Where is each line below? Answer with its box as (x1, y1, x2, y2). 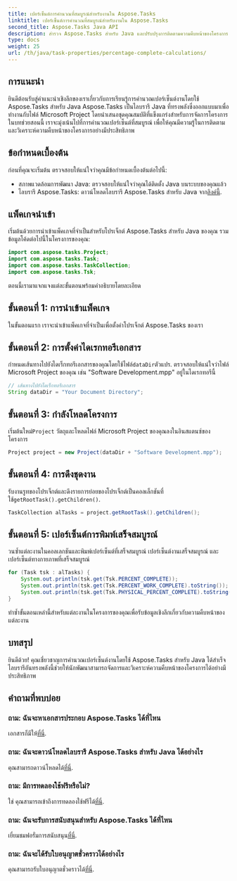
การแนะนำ (8, 75, 44, 88)
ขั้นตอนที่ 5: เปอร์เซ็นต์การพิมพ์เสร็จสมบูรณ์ (8, 528, 158, 540)
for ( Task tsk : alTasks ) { (8, 569, 91, 576)
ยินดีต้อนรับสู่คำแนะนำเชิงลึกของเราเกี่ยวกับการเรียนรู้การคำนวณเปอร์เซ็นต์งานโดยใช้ (8, 94, 200, 103)
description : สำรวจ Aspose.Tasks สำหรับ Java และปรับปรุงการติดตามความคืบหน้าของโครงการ (8, 30, 229, 37)
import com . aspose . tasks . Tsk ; (8, 268, 97, 275)
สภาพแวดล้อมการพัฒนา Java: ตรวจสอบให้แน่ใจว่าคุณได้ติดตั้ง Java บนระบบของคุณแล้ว (18, 179, 227, 188)
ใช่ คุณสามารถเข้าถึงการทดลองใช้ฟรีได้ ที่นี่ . (8, 797, 105, 806)
